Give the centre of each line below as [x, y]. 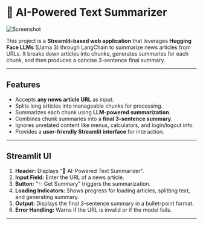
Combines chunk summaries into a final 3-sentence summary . [94, 119]
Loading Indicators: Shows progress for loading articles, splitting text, [102, 191]
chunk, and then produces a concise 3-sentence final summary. [86, 60]
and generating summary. [47, 197]
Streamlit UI [29, 156]
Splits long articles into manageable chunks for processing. [89, 106]
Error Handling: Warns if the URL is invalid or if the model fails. [93, 210]
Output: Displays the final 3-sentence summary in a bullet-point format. [105, 203]
